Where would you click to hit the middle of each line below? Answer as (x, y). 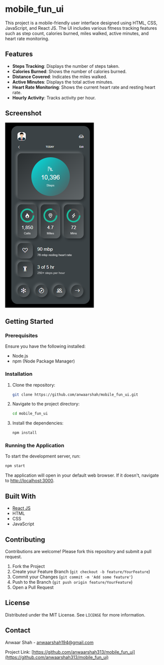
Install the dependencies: (38, 423)
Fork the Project (29, 566)
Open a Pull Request (33, 587)
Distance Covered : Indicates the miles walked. (60, 77)
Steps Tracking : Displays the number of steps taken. (66, 66)
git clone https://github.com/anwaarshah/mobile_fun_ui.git (75, 395)
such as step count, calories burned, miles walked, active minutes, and (77, 33)
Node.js (20, 356)
